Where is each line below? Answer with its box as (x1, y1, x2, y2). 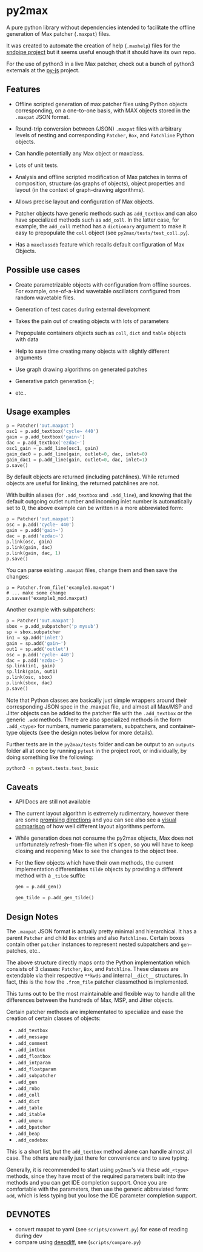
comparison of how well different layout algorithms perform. (15, 823, 165, 830)
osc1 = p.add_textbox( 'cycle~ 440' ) (6, 429, 99, 435)
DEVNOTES (6, 1209, 50, 1220)
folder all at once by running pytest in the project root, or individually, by (6, 747, 187, 754)
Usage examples (6, 406, 71, 417)
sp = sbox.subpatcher (6, 629, 61, 635)
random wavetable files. (15, 294, 76, 301)
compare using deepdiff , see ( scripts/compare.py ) (15, 1238, 141, 1245)
